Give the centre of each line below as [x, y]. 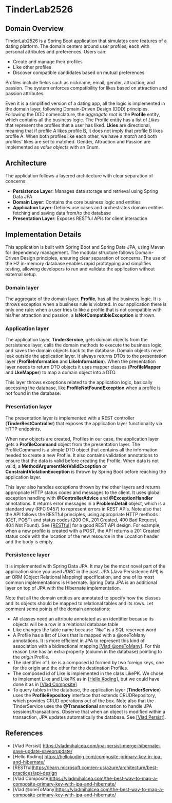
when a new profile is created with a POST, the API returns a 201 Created [83, 531]
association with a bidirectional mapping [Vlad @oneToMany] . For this [87, 646]
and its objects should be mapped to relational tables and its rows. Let [79, 603]
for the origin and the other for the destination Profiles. [70, 668]
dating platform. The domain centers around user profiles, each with [78, 46]
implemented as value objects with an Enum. [53, 147]
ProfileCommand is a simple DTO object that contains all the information [81, 450]
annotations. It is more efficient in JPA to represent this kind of [79, 641]
